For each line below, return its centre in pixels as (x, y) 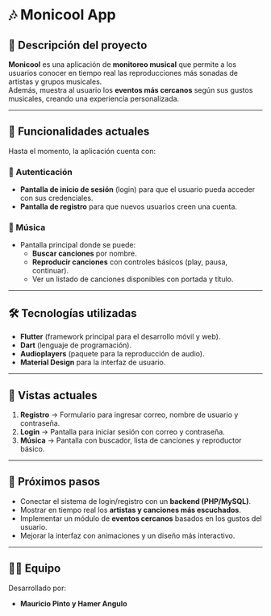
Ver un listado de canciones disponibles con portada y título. (133, 279)
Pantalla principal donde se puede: (78, 245)
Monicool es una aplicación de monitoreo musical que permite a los (122, 65)
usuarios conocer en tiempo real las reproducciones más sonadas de (123, 73)
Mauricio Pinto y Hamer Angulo (73, 603)
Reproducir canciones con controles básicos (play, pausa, (130, 262)
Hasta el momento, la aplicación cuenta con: (82, 151)
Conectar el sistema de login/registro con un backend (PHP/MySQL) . (135, 501)
